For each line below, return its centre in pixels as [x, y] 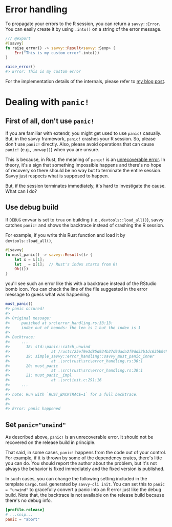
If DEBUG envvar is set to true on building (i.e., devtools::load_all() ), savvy [84, 219]
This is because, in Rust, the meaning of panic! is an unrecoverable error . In [85, 159]
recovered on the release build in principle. [50, 442]
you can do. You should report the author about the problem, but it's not [81, 463]
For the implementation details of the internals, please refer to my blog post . [85, 82]
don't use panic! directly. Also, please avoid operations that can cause [80, 144]
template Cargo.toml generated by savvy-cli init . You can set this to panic [85, 484]
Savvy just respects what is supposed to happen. [57, 176]
